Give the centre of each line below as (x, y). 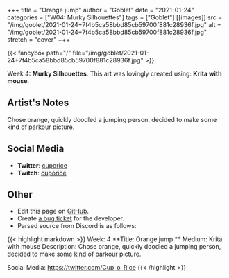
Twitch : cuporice (42, 173)
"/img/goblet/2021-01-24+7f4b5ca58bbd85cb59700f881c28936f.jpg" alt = (114, 25)
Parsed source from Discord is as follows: (77, 226)
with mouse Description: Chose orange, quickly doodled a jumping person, (114, 247)
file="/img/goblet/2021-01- (111, 53)
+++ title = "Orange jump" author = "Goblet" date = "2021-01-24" (101, 10)
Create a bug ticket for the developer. (71, 218)
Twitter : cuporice (42, 165)
